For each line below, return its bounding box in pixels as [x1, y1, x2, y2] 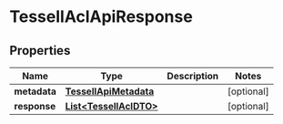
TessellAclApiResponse [9, 6, 193, 27]
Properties [9, 43, 71, 58]
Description [167, 70, 219, 82]
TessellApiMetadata [65, 85, 155, 98]
